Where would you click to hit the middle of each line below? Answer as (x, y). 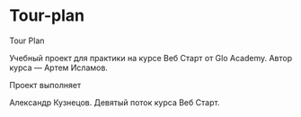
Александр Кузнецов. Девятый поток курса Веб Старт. (115, 102)
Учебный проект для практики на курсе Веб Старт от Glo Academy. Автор (151, 58)
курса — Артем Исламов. (58, 67)
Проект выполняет (45, 85)
